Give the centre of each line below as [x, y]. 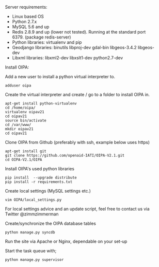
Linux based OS [28, 16]
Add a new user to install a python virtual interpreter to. [60, 77]
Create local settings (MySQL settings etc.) [48, 191]
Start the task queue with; [31, 251]
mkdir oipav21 [19, 129]
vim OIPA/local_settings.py [33, 200]
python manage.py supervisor [34, 260]
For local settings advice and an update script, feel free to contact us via [77, 209]
